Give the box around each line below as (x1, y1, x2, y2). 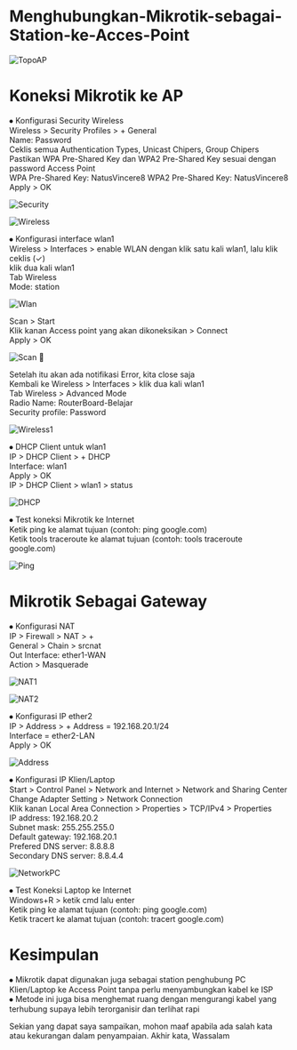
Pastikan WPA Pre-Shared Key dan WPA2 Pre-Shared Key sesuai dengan (9, 153, 277, 164)
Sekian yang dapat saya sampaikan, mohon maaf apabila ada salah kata (9, 1021, 273, 1031)
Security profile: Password (9, 406, 107, 417)
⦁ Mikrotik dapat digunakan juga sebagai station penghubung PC (9, 974, 246, 984)
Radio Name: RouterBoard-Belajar (9, 397, 133, 408)
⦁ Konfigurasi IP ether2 (9, 710, 93, 721)
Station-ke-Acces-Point (9, 25, 189, 45)
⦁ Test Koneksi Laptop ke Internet (9, 885, 132, 895)
